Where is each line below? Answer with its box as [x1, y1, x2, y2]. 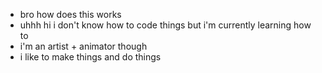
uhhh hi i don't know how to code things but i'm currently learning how [19, 19, 312, 31]
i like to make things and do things [19, 51, 162, 63]
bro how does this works [19, 9, 122, 20]
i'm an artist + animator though [19, 40, 148, 52]
